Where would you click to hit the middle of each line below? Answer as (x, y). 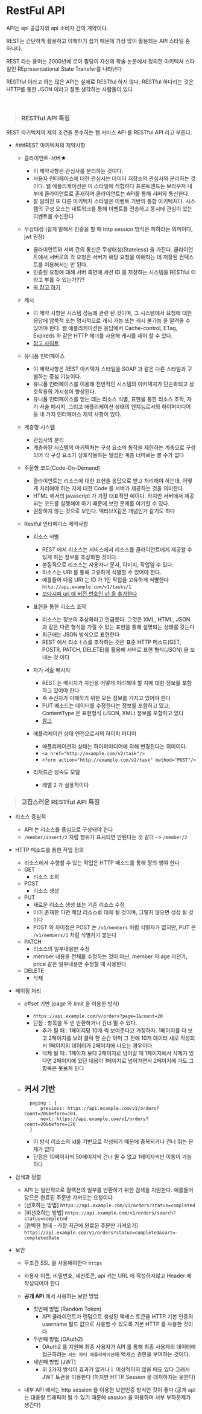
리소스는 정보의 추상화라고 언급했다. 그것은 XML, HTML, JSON (116, 620)
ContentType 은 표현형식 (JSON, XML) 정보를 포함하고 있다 (113, 713)
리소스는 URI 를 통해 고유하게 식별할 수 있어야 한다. (102, 572)
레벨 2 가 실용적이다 (65, 785)
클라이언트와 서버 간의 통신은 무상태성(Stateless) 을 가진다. (103, 250)
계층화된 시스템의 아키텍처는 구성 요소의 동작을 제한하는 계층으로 (109, 447)
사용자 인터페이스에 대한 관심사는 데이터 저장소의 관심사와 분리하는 (111, 178)
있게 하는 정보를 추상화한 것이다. (80, 557)
